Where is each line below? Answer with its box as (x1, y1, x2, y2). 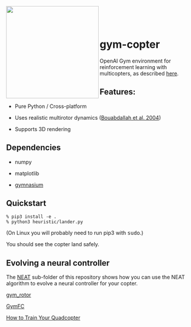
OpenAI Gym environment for (99, 57, 171, 64)
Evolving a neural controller (6, 258, 110, 268)
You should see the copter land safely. (6, 241, 99, 248)
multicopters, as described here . (99, 70, 179, 77)
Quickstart (6, 198, 47, 208)
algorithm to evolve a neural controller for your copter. (6, 280, 138, 287)
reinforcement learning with (99, 63, 167, 70)
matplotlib (14, 169, 40, 176)
